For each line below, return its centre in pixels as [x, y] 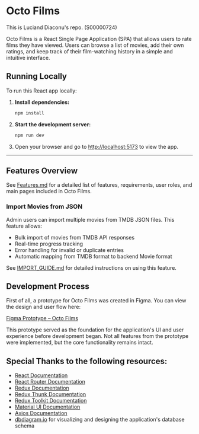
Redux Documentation [42, 388]
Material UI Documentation [47, 407]
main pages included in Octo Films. [49, 192]
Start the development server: [53, 124]
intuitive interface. [28, 58]
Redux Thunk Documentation [50, 394]
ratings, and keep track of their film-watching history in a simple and [89, 51]
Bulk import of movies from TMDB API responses [75, 237]
